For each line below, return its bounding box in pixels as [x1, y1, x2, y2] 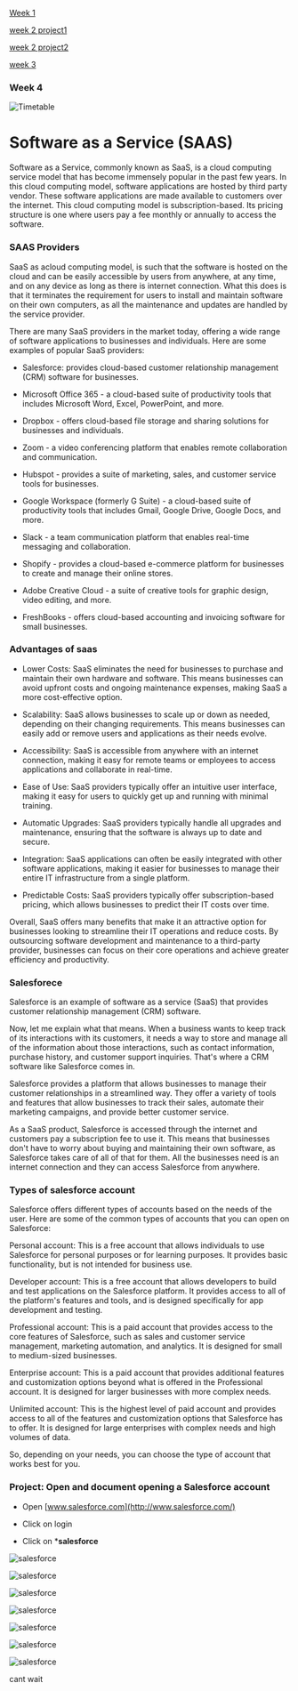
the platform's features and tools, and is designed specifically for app [9, 1295, 264, 1306]
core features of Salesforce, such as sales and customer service [9, 1332, 246, 1342]
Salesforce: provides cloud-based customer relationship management [21, 362, 278, 373]
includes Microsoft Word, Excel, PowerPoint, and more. [21, 398, 224, 408]
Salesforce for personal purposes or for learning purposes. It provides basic [9, 1250, 288, 1260]
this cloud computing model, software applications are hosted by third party [9, 181, 287, 192]
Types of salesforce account [9, 1184, 136, 1196]
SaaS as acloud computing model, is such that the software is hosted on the [9, 262, 288, 272]
